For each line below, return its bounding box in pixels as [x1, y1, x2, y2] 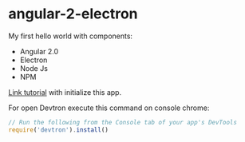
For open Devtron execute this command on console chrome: [8, 103, 210, 112]
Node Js [19, 63, 48, 73]
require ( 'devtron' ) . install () [8, 125, 109, 134]
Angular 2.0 [19, 46, 59, 56]
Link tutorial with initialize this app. [8, 87, 122, 97]
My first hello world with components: [8, 31, 133, 41]
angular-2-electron [8, 5, 138, 23]
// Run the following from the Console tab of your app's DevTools [8, 118, 238, 126]
